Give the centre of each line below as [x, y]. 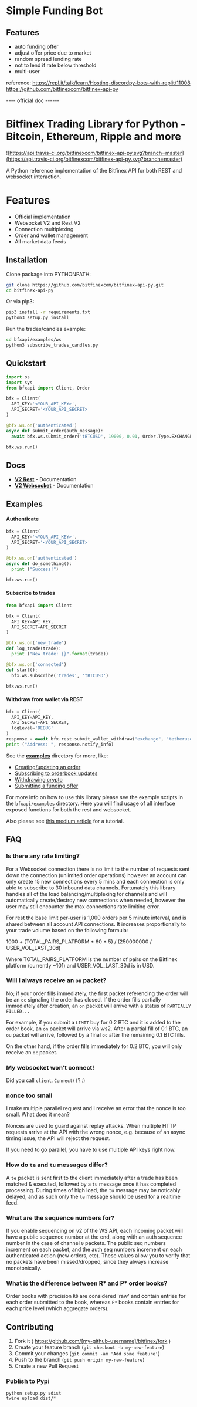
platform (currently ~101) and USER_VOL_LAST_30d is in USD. [80, 965]
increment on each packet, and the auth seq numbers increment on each [94, 1249]
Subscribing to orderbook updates [56, 773]
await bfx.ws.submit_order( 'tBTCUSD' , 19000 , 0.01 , [76, 436]
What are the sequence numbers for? [60, 1217]
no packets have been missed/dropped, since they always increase [87, 1261]
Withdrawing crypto [38, 779]
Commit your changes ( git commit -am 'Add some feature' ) [87, 1354]
